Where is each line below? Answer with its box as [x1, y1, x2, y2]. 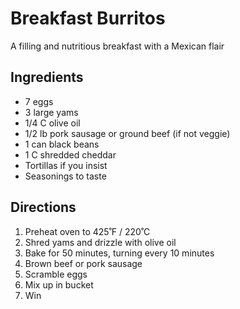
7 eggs [24, 95, 54, 107]
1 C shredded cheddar [24, 148, 117, 161]
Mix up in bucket [24, 278, 94, 291]
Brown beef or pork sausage [24, 257, 143, 269]
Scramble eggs [24, 268, 88, 280]
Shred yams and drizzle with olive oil [24, 236, 177, 248]
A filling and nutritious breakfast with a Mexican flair [10, 40, 225, 52]
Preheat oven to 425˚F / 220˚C [24, 225, 151, 237]
